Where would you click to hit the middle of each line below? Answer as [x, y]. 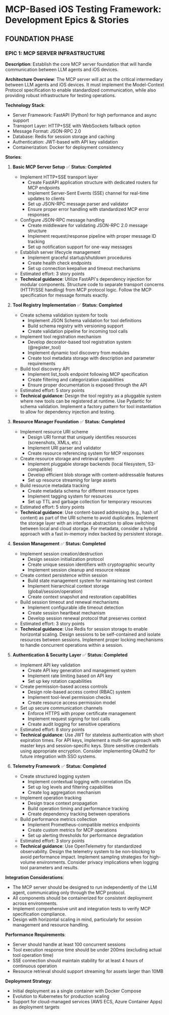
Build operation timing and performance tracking [78, 808]
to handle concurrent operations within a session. [72, 645]
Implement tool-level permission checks [69, 697]
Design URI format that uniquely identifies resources [82, 437]
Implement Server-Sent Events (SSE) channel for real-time [88, 193]
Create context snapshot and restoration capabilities [82, 597]
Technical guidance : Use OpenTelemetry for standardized [81, 846]
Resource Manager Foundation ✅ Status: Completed [69, 421]
